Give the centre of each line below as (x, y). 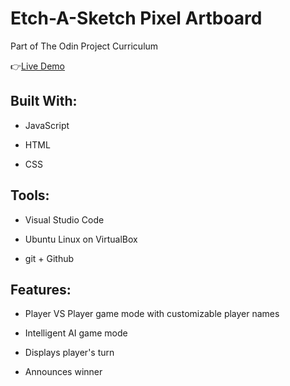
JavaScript (47, 125)
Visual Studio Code (64, 219)
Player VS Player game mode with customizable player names (152, 314)
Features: (41, 289)
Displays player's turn (69, 353)
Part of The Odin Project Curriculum (84, 46)
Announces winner (63, 372)
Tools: (30, 195)
